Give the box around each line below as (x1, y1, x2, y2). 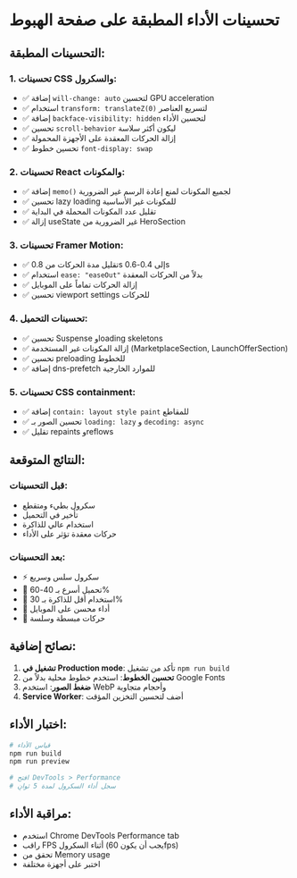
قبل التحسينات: (9, 479, 69, 492)
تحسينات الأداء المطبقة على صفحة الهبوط (9, 10, 280, 30)
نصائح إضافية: (9, 638, 77, 654)
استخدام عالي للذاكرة (21, 519, 94, 529)
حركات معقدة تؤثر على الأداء (21, 528, 118, 539)
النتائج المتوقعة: (9, 452, 86, 468)
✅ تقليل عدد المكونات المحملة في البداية (21, 207, 157, 217)
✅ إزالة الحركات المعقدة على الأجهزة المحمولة (21, 132, 177, 143)
